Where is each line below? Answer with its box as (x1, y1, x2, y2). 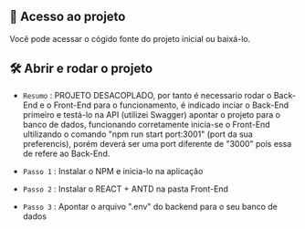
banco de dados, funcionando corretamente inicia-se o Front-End (22, 119, 271, 130)
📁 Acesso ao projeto (9, 9, 126, 25)
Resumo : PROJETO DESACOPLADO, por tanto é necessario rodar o (22, 89, 272, 100)
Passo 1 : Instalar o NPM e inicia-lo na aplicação (22, 165, 204, 176)
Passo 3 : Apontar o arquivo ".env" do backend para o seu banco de (22, 201, 279, 212)
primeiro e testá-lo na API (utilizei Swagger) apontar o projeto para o (22, 109, 281, 120)
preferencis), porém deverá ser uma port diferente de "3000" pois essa (22, 138, 292, 149)
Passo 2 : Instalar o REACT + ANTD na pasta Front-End (22, 183, 228, 194)
